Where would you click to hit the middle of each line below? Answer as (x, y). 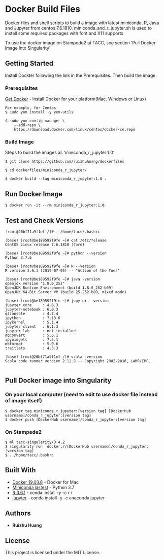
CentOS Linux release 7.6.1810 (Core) (45, 245)
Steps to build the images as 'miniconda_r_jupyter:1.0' (60, 153)
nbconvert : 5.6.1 (32, 335)
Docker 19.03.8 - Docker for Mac (45, 482)
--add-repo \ (27, 125)
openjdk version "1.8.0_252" (35, 283)
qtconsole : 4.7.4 (32, 314)
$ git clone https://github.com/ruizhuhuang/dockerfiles (65, 162)
